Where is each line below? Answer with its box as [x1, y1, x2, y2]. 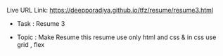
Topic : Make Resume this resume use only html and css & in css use [16, 33, 217, 41]
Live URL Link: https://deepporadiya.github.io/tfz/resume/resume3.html [6, 6, 214, 14]
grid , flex [16, 41, 45, 48]
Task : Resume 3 [16, 20, 65, 27]
